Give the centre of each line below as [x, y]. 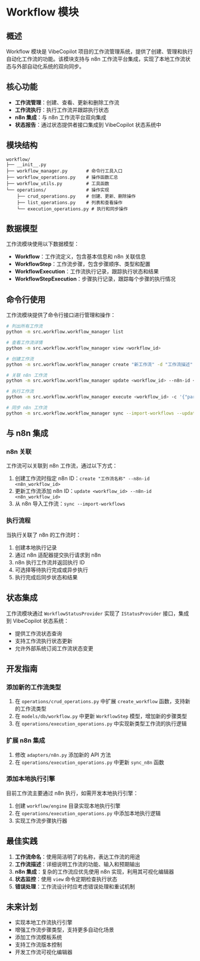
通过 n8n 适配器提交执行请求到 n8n [58, 555]
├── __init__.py [26, 164]
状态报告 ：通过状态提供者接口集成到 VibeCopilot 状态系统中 [88, 124]
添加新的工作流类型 [34, 687]
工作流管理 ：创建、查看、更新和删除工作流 [67, 102]
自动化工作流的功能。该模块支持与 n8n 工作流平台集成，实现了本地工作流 [96, 59]
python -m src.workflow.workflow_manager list [65, 332]
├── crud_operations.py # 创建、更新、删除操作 [76, 196]
